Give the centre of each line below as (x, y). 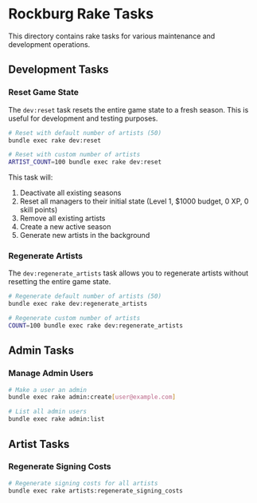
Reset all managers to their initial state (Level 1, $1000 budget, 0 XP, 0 (134, 201)
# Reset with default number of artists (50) (85, 133)
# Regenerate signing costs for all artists (83, 483)
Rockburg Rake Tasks (81, 14)
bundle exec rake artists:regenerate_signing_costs (95, 491)
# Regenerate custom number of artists (74, 319)
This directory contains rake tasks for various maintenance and (112, 36)
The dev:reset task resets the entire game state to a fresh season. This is (128, 109)
